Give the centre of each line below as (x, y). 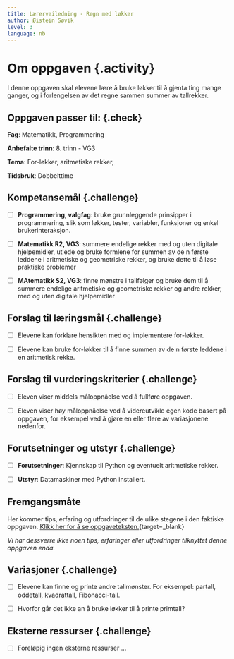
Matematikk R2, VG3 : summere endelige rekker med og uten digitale (118, 243)
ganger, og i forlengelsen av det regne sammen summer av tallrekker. (108, 95)
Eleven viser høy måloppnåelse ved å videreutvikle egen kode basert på (122, 411)
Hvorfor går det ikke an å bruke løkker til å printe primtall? (101, 608)
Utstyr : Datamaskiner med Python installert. (81, 479)
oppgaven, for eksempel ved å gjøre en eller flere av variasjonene (113, 418)
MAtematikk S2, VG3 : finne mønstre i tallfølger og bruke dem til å (113, 280)
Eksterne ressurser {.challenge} (79, 631)
